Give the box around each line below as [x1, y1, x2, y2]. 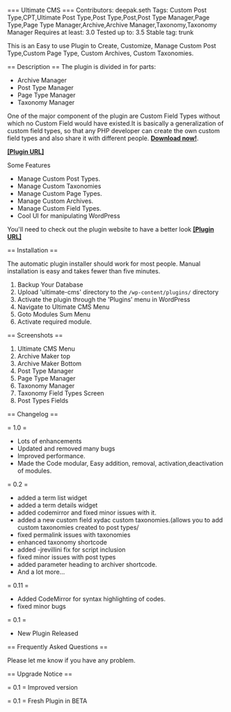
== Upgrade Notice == [7, 669, 73, 678]
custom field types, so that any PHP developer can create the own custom [7, 127, 221, 135]
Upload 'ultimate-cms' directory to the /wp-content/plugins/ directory [17, 288, 219, 296]
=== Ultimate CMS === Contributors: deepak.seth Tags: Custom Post [7, 6, 207, 14]
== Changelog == [7, 410, 58, 418]
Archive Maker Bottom [17, 359, 82, 368]
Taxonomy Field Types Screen [17, 389, 104, 397]
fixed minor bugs [17, 603, 66, 610]
